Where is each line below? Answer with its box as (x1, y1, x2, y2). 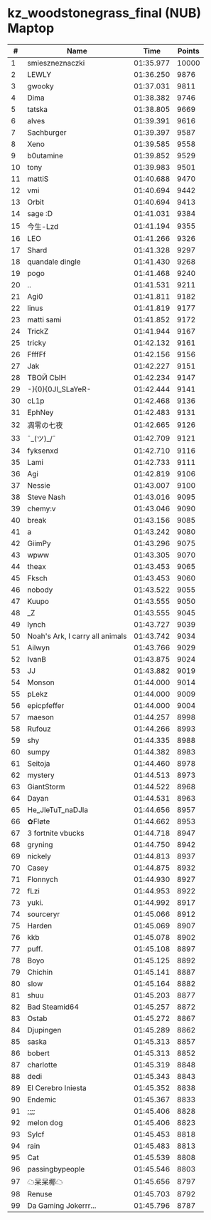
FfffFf (27, 349, 46, 359)
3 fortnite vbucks (27, 828, 85, 838)
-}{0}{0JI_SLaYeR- (27, 384, 92, 394)
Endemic (27, 1095, 57, 1104)
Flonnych (27, 874, 58, 884)
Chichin (27, 967, 53, 977)
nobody (27, 585, 53, 595)
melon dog (27, 1117, 63, 1127)
